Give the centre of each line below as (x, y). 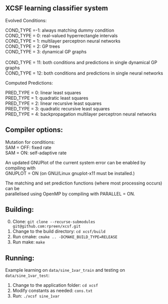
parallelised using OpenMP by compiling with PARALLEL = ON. (70, 194)
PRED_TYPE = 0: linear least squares (43, 92)
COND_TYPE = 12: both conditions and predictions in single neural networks (84, 73)
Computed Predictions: (29, 83)
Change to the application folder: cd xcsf (55, 285)
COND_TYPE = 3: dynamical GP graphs (46, 51)
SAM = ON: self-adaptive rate (36, 153)
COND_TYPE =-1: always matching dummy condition (60, 30)
